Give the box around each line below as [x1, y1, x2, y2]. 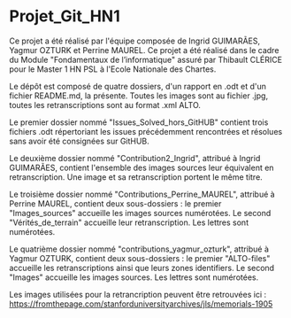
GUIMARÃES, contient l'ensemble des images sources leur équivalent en [9, 162, 274, 173]
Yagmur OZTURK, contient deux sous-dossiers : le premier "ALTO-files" [9, 252, 271, 263]
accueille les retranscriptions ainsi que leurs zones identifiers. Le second [9, 262, 275, 273]
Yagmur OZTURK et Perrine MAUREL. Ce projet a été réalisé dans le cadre [9, 44, 280, 55]
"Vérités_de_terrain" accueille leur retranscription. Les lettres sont [9, 217, 249, 228]
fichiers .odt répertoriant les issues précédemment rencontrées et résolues [9, 126, 283, 136]
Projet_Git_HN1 [9, 6, 121, 27]
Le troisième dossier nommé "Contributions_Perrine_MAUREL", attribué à [9, 189, 276, 199]
